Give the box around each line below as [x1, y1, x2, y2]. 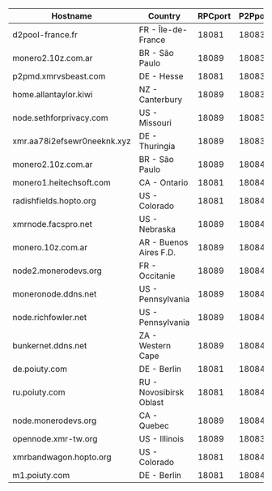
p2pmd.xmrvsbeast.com [12, 70, 106, 82]
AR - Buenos [138, 237, 189, 248]
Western [138, 340, 172, 351]
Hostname [51, 11, 92, 21]
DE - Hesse [138, 70, 184, 82]
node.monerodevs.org [12, 415, 97, 426]
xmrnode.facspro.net [12, 219, 93, 229]
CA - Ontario [138, 177, 189, 188]
